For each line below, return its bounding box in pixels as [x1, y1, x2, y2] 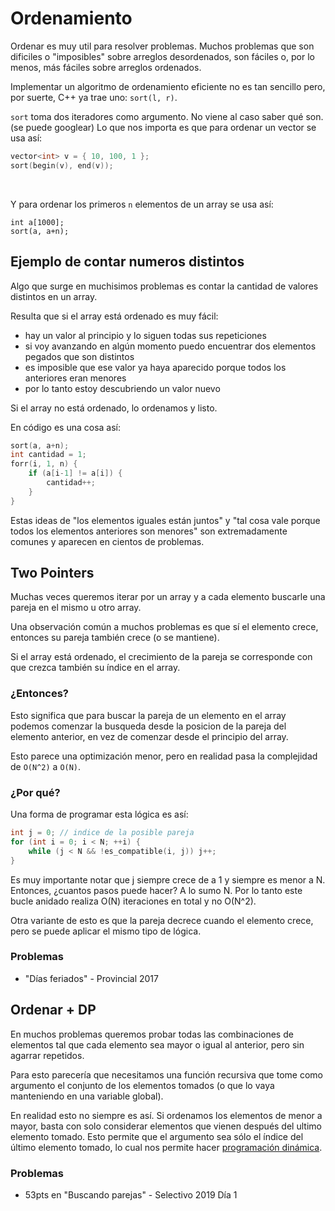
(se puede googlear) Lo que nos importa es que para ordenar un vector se [10, 121, 317, 133]
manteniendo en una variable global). [10, 1090, 164, 1102]
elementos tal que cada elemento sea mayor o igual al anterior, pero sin [10, 1038, 305, 1051]
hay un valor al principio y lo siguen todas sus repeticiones [24, 329, 267, 341]
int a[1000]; [10, 217, 65, 227]
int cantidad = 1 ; [10, 450, 87, 460]
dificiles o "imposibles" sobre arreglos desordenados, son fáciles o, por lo [10, 50, 315, 62]
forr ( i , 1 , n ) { [10, 459, 78, 469]
